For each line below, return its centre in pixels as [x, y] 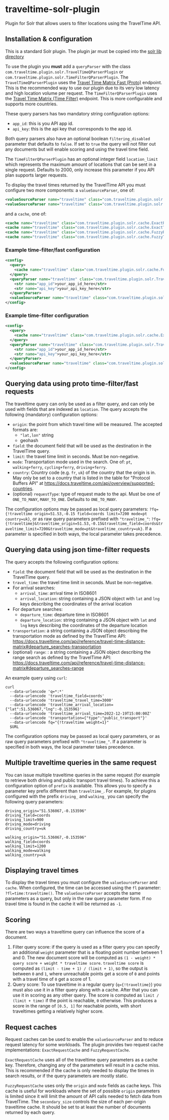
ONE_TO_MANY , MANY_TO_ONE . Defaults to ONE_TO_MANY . [65, 499]
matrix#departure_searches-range [48, 668]
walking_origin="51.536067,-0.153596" [46, 837]
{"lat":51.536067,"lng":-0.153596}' [44, 709]
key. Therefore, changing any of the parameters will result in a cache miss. [82, 1065]
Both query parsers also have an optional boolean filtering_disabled [78, 138]
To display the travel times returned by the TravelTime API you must [75, 184]
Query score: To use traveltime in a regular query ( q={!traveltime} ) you [87, 984]
